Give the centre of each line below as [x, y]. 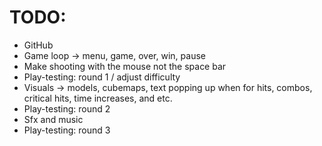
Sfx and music [53, 119]
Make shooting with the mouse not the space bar [125, 66]
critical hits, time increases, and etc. [98, 98]
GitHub [38, 45]
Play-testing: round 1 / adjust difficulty [102, 77]
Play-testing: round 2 [67, 108]
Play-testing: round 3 [67, 130]
